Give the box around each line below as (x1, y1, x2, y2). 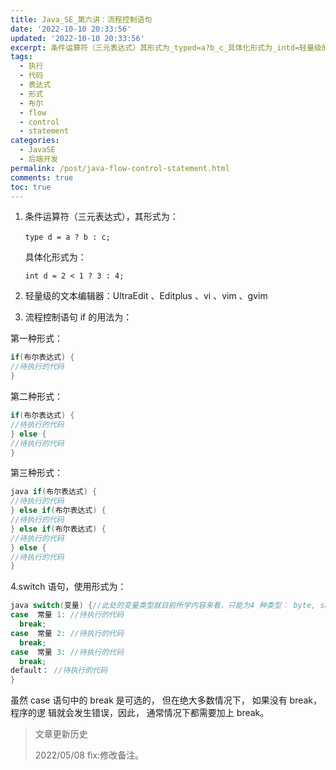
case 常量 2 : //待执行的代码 (10, 628, 125, 638)
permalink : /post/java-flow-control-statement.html (10, 163, 230, 173)
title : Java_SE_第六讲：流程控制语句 (10, 14, 153, 25)
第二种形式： (10, 391, 63, 402)
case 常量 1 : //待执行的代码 (10, 610, 125, 620)
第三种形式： (10, 467, 63, 479)
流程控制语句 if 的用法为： (24, 311, 133, 323)
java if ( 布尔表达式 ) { (10, 487, 98, 497)
